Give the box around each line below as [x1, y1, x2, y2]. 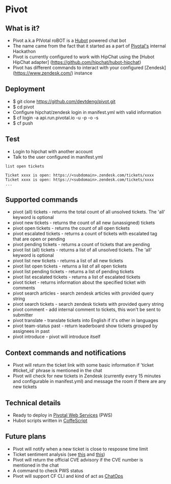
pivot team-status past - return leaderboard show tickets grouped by [12, 323, 158, 329]
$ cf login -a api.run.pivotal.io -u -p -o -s [12, 114, 99, 120]
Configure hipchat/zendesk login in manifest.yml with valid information [12, 109, 162, 115]
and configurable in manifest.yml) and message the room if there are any [12, 378, 166, 384]
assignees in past [12, 328, 50, 334]
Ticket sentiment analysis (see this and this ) [12, 451, 106, 457]
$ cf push [12, 120, 33, 126]
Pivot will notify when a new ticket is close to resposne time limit [12, 446, 148, 452]
